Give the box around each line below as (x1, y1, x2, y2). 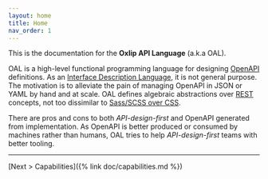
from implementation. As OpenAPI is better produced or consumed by (8, 121, 238, 132)
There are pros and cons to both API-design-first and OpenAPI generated (8, 113, 250, 123)
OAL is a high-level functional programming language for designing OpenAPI (8, 64, 260, 74)
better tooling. (8, 139, 55, 149)
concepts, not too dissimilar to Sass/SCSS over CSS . (8, 97, 181, 108)
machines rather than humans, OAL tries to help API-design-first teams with (8, 130, 258, 140)
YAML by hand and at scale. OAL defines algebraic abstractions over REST (8, 89, 254, 99)
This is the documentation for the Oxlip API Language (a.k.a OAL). (8, 49, 227, 58)
